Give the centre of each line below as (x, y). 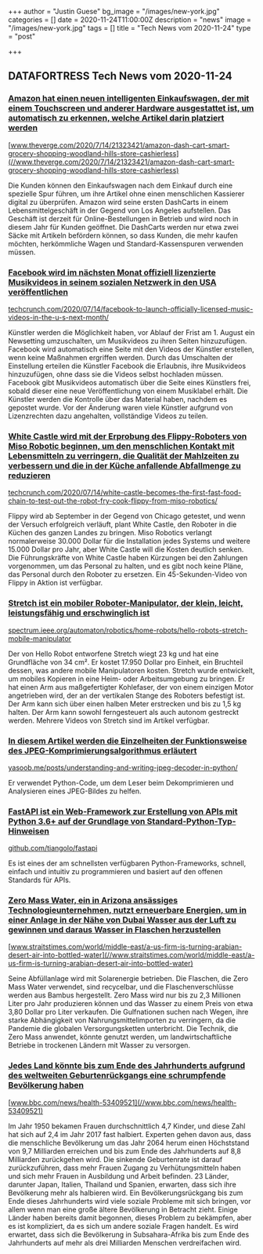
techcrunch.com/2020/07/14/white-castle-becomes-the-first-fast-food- (125, 493)
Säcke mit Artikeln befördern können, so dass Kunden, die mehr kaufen (123, 235)
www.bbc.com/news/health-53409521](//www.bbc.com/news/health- (124, 1103)
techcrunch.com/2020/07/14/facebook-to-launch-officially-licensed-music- (131, 308)
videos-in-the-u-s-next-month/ (59, 317)
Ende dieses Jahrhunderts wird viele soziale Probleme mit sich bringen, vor (130, 1201)
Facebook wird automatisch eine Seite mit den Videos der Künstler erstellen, (131, 349)
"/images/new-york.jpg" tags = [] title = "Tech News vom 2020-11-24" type (130, 28)
